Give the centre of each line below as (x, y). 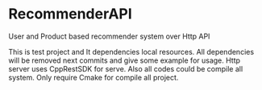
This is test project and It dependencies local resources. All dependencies (131, 51)
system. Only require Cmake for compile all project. (94, 77)
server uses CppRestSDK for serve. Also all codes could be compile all (126, 68)
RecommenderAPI (71, 14)
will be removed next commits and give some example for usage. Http (124, 60)
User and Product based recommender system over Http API (109, 36)
